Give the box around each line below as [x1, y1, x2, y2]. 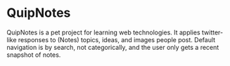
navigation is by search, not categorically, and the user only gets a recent [6, 43, 219, 51]
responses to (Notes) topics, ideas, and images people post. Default [18, 35, 216, 44]
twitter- [202, 28, 223, 37]
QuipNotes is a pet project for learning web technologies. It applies [6, 28, 201, 37]
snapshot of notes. [6, 51, 61, 59]
